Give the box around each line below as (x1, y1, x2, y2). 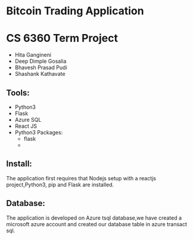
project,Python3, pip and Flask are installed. (6, 181, 114, 188)
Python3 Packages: (14, 128, 63, 136)
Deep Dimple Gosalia (14, 58, 67, 65)
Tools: (6, 88, 30, 98)
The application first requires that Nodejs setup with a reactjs (6, 174, 157, 181)
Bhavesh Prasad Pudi (14, 64, 67, 71)
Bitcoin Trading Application (6, 4, 144, 18)
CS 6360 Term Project (6, 32, 118, 45)
